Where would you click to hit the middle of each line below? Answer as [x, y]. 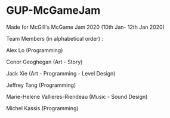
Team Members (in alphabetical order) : [55, 38]
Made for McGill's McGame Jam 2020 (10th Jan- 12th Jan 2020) [86, 27]
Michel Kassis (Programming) [42, 108]
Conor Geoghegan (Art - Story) [44, 62]
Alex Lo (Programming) [35, 50]
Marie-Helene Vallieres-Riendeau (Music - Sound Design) [77, 96]
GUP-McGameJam [53, 10]
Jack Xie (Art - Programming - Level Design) [61, 73]
